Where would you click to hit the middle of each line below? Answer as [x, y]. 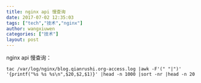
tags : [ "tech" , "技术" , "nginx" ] [45, 23]
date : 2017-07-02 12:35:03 [40, 17]
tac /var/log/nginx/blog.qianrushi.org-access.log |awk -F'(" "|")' [94, 69]
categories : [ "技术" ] [32, 34]
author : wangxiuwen [31, 29]
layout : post [23, 40]
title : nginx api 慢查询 [36, 12]
